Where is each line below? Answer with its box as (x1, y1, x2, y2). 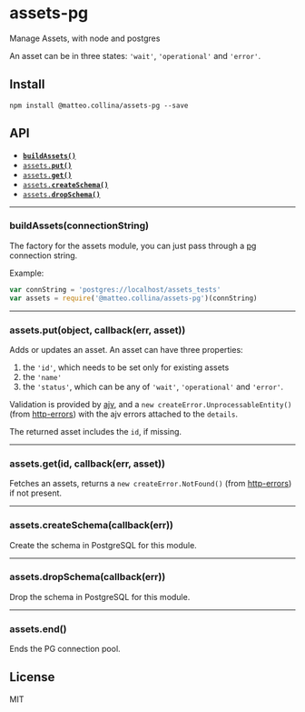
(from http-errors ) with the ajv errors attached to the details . (9, 408, 239, 419)
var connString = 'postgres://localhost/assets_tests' (9, 285, 221, 294)
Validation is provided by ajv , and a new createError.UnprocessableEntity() (9, 398, 292, 409)
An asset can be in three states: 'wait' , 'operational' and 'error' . (9, 50, 261, 61)
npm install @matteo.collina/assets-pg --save (9, 101, 189, 110)
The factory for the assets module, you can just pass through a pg (9, 240, 257, 251)
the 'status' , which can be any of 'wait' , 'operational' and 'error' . (22, 381, 284, 392)
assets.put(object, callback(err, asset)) (9, 324, 186, 336)
